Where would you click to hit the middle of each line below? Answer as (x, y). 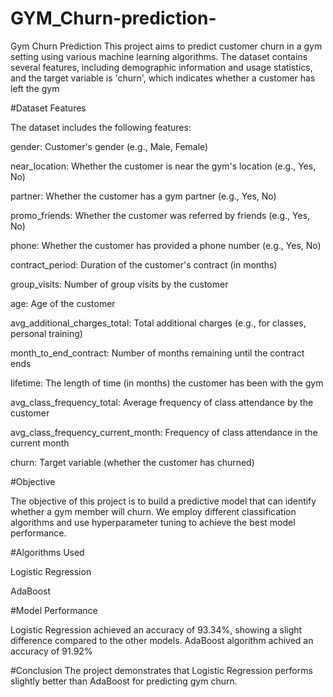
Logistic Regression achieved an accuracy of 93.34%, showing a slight (156, 629)
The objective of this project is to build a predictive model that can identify (163, 501)
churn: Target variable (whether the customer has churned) (132, 462)
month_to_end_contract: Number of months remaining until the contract (157, 353)
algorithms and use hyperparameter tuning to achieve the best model (153, 522)
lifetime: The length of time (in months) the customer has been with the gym (167, 383)
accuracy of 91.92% (51, 651)
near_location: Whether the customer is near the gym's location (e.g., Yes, (163, 166)
